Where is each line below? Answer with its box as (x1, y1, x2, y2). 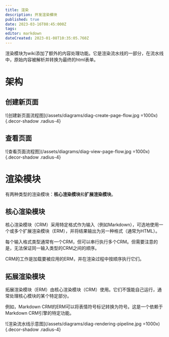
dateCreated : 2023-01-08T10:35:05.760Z (5, 36, 89, 41)
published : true (5, 17, 39, 22)
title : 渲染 (5, 7, 29, 13)
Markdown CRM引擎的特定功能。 (5, 310, 74, 316)
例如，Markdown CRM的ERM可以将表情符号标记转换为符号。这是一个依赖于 (5, 304, 163, 310)
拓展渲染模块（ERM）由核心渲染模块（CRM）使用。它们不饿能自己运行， (5, 287, 157, 293)
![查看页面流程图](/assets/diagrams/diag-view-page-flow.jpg (5, 148, 132, 155)
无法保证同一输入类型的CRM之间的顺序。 (14, 245, 99, 251)
